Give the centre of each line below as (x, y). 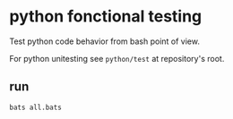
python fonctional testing (106, 17)
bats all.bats (36, 107)
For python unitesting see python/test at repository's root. (117, 58)
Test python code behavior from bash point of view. (104, 41)
